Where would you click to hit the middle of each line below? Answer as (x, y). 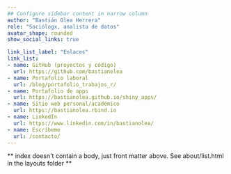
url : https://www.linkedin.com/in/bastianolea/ (84, 123)
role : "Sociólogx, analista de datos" (63, 26)
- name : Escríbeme (34, 129)
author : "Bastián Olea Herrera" (54, 20)
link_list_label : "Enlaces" (48, 52)
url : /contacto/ (37, 136)
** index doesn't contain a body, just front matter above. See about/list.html (115, 156)
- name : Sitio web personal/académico (63, 104)
